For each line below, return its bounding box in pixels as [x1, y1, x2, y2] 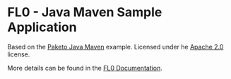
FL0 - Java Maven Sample [7, 4, 162, 20]
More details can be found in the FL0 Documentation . [7, 63, 162, 72]
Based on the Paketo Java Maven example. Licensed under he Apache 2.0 [7, 42, 224, 51]
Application [7, 19, 77, 35]
